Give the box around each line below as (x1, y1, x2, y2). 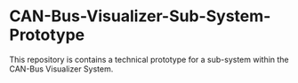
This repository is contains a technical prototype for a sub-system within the (9, 54, 289, 64)
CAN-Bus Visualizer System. (9, 64, 114, 74)
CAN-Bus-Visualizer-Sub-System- (9, 6, 271, 26)
